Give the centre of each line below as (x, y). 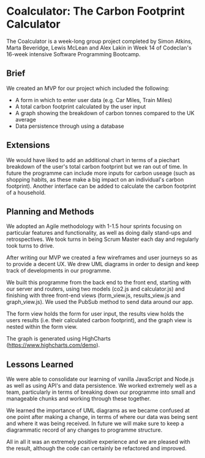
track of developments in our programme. (59, 271)
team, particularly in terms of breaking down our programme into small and (101, 392)
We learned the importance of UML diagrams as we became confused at (98, 410)
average (26, 119)
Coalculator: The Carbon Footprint (96, 11)
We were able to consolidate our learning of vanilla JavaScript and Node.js (100, 379)
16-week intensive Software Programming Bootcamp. (73, 54)
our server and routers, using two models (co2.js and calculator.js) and (95, 289)
